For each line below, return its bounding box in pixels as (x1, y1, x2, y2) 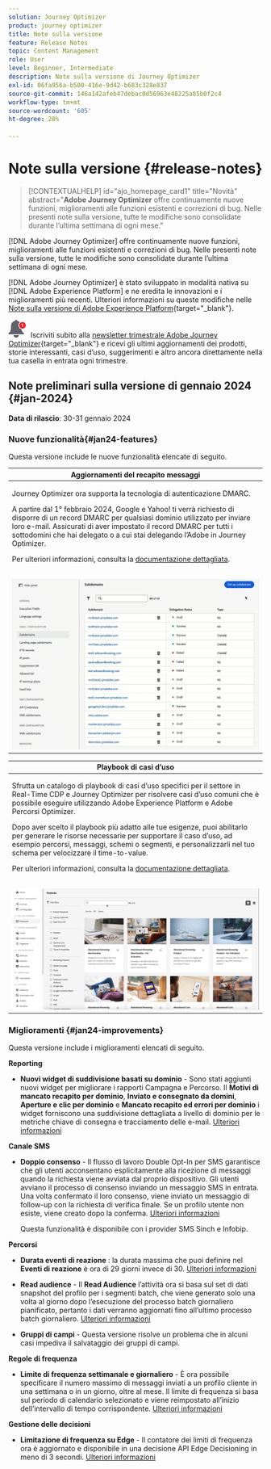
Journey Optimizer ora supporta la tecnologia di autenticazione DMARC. (11, 489, 252, 498)
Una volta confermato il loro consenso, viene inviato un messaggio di (19, 1191, 250, 1201)
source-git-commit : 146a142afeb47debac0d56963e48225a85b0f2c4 (8, 90, 222, 98)
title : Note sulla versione (8, 30, 103, 38)
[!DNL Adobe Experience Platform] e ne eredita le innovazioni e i (8, 286, 223, 296)
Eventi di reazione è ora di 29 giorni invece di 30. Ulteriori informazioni (19, 1264, 256, 1274)
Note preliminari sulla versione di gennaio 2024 (8, 380, 252, 393)
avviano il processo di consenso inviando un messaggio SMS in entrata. (19, 1182, 260, 1192)
